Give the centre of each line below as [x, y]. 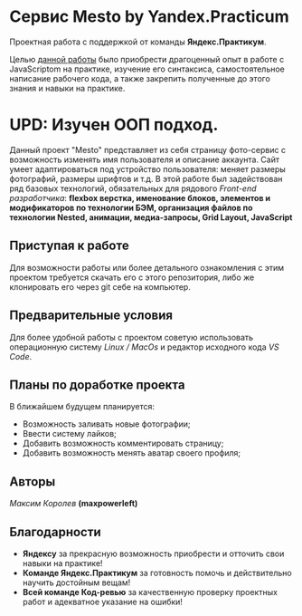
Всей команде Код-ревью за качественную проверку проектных [150, 592]
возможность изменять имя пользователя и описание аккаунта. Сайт [145, 159]
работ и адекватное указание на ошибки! [103, 602]
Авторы [33, 481]
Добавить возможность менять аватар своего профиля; [132, 453]
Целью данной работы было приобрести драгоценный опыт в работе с [147, 59]
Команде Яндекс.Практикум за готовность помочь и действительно [157, 573]
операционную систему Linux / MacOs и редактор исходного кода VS [145, 347]
